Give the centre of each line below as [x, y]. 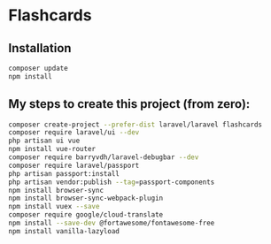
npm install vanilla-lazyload [64, 231]
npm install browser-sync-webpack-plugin [86, 198]
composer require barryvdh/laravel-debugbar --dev [104, 157]
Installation [40, 48]
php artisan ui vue [44, 141]
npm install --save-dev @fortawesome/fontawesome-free [112, 223]
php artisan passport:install [64, 173]
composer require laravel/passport [74, 165]
